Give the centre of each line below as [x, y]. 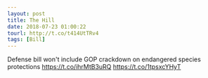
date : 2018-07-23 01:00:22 [47, 26]
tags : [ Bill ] [26, 40]
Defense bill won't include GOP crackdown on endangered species [104, 59]
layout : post [26, 14]
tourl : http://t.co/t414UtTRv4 [53, 33]
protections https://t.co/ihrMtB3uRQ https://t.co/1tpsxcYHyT [94, 67]
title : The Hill [31, 20]
